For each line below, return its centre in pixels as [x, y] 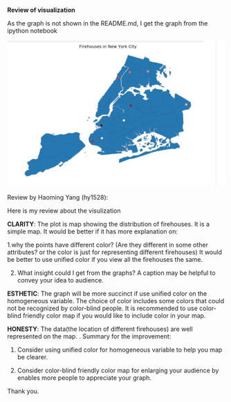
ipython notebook [32, 31]
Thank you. [23, 391]
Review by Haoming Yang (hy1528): [58, 198]
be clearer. [33, 357]
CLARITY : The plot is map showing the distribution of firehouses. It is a [108, 224]
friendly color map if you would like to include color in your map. [114, 316]
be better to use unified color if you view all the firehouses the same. [105, 260]
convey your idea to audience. [60, 280]
